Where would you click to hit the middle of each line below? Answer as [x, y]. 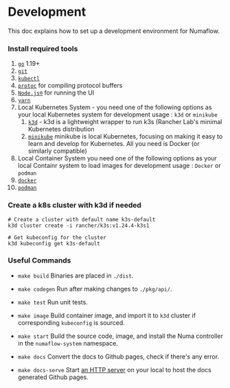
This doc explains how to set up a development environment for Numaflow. [114, 31]
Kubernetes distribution [61, 129]
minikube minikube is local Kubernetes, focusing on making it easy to [125, 136]
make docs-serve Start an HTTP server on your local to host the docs [114, 369]
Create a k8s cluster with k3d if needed [74, 205]
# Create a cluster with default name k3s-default [82, 219]
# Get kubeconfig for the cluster [57, 237]
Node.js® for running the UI [56, 93]
